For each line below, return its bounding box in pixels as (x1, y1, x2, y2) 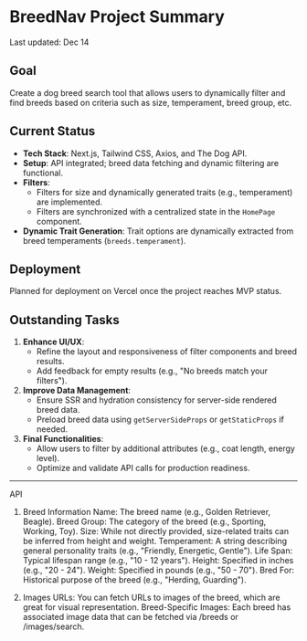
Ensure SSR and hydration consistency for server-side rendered (36, 394, 277, 405)
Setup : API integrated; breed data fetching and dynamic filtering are (22, 157, 280, 168)
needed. (36, 424, 69, 435)
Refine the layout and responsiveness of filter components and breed (36, 346, 298, 357)
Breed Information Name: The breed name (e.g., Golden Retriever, (22, 507, 271, 518)
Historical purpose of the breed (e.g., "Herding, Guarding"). (22, 574, 247, 585)
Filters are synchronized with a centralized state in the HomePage (36, 205, 276, 216)
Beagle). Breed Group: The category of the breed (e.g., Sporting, (22, 516, 267, 527)
